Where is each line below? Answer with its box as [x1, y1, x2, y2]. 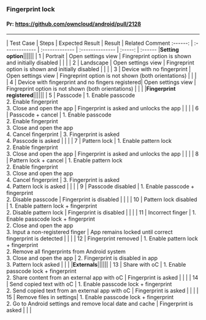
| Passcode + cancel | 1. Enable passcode [6, 111, 112, 118]
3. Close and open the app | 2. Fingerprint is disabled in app [6, 254, 158, 262]
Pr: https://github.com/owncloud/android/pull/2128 [6, 20, 142, 28]
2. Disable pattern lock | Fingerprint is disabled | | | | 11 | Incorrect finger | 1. [6, 209, 196, 216]
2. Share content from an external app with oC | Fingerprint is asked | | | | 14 [6, 274, 199, 281]
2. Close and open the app [6, 222, 74, 229]
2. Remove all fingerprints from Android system [6, 248, 126, 256]
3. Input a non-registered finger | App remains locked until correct [6, 229, 173, 236]
